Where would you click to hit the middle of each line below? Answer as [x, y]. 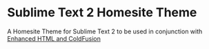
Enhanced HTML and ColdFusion [54, 38]
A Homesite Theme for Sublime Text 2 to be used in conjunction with [105, 31]
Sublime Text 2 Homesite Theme [102, 13]
